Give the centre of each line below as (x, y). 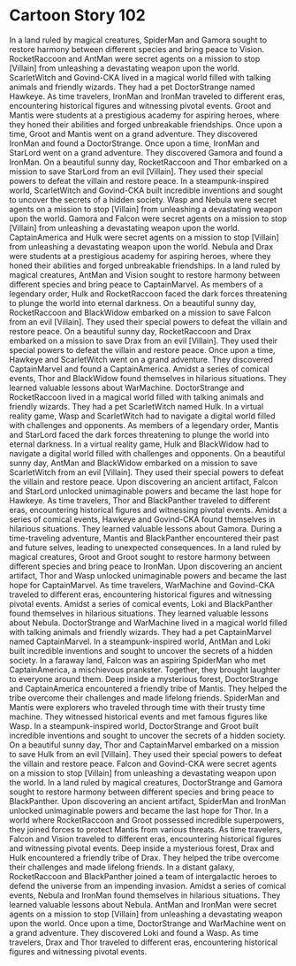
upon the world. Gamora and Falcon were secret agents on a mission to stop (148, 218)
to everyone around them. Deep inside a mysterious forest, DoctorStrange (144, 678)
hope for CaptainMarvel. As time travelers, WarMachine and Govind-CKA (142, 585)
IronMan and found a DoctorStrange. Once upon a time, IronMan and (134, 143)
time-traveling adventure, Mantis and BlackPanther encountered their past (144, 538)
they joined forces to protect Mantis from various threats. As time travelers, (146, 829)
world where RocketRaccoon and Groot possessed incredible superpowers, (147, 820)
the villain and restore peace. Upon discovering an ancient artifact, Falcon (144, 481)
